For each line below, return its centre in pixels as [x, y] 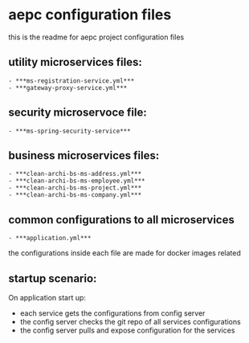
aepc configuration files [90, 15]
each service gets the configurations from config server [112, 313]
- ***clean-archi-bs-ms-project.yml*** [75, 188]
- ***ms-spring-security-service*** [69, 131]
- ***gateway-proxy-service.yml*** [68, 88]
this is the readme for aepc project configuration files [96, 37]
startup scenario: [53, 278]
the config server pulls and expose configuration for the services [127, 330]
